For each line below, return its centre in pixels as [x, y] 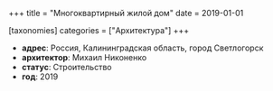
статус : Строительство [66, 67]
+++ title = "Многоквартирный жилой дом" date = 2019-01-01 [126, 13]
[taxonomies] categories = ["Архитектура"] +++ [99, 30]
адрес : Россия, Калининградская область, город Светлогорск [142, 48]
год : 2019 [40, 77]
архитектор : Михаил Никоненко [84, 57]
